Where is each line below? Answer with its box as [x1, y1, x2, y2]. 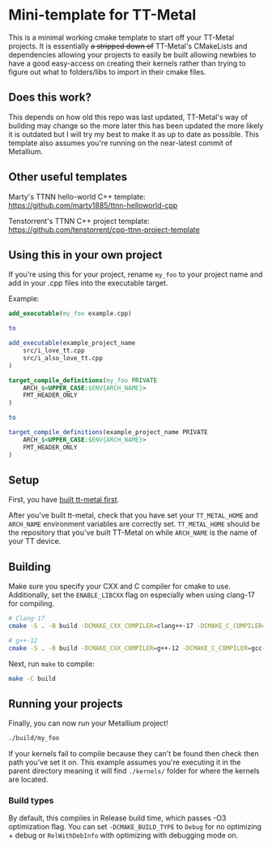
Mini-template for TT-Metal [8, 6, 197, 24]
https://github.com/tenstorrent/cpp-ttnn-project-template [8, 225, 200, 235]
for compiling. [8, 599, 55, 609]
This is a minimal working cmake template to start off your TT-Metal [8, 32, 235, 42]
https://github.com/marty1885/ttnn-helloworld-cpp [8, 200, 178, 210]
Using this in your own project [8, 248, 163, 261]
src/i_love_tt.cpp [23, 347, 85, 355]
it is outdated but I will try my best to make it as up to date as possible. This [8, 129, 259, 139]
